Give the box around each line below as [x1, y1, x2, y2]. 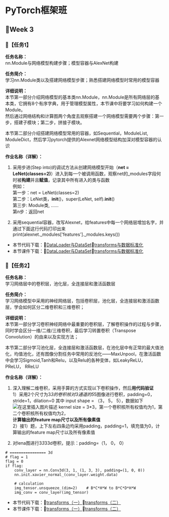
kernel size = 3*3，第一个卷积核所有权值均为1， [58, 404, 158, 410]
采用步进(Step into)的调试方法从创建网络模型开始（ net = [12, 164, 129, 170]
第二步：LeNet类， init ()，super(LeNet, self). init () [12, 196, 115, 202]
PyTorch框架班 [5, 5, 67, 16]
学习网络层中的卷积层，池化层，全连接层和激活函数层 [5, 281, 116, 287]
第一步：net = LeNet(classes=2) [12, 189, 79, 195]
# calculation [14, 481, 44, 486]
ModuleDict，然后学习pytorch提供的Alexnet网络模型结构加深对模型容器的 [5, 136, 157, 142]
